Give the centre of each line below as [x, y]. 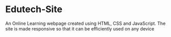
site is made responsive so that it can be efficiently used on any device [80, 28]
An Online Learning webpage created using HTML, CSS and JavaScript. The [86, 23]
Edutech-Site [34, 9]
